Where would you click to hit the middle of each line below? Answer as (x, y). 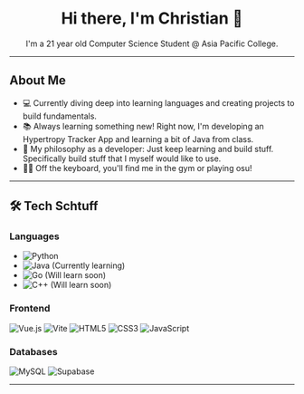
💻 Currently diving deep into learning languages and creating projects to (158, 102)
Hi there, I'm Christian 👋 (152, 19)
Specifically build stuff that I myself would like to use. (122, 159)
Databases (33, 351)
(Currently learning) (89, 265)
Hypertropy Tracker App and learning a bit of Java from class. (138, 139)
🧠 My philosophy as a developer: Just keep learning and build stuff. (148, 149)
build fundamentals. (60, 116)
